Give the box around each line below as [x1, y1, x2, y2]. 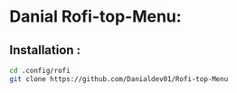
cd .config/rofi [9, 66, 71, 75]
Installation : [9, 42, 81, 58]
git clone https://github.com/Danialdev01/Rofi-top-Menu [9, 74, 229, 83]
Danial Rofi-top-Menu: [9, 6, 183, 27]
